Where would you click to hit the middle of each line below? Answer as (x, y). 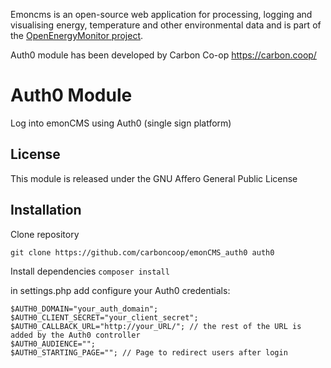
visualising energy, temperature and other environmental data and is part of (166, 25)
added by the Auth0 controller (75, 335)
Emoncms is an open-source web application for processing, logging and (161, 14)
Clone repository (45, 234)
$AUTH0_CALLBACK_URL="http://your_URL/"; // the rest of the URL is (156, 326)
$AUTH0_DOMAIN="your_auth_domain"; (84, 309)
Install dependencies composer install (90, 271)
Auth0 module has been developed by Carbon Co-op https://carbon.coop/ (163, 55)
